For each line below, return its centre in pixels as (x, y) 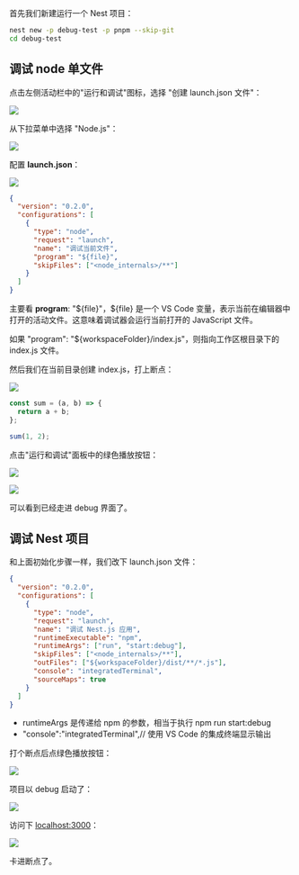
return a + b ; (44, 411)
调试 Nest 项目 (49, 538)
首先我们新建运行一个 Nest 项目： (71, 13)
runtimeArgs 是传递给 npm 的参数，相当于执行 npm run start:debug (147, 723)
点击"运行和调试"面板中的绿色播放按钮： (84, 455)
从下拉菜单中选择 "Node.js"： (64, 128)
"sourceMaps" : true (69, 679)
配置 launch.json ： (45, 164)
